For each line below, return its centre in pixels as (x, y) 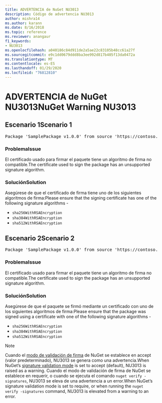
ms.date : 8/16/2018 (25, 28)
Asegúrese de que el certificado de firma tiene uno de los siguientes (73, 193)
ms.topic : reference (26, 32)
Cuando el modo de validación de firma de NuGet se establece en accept (78, 355)
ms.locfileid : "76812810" (31, 73)
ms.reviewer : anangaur (28, 37)
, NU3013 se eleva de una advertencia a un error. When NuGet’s (89, 381)
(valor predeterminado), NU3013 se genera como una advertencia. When (77, 360)
